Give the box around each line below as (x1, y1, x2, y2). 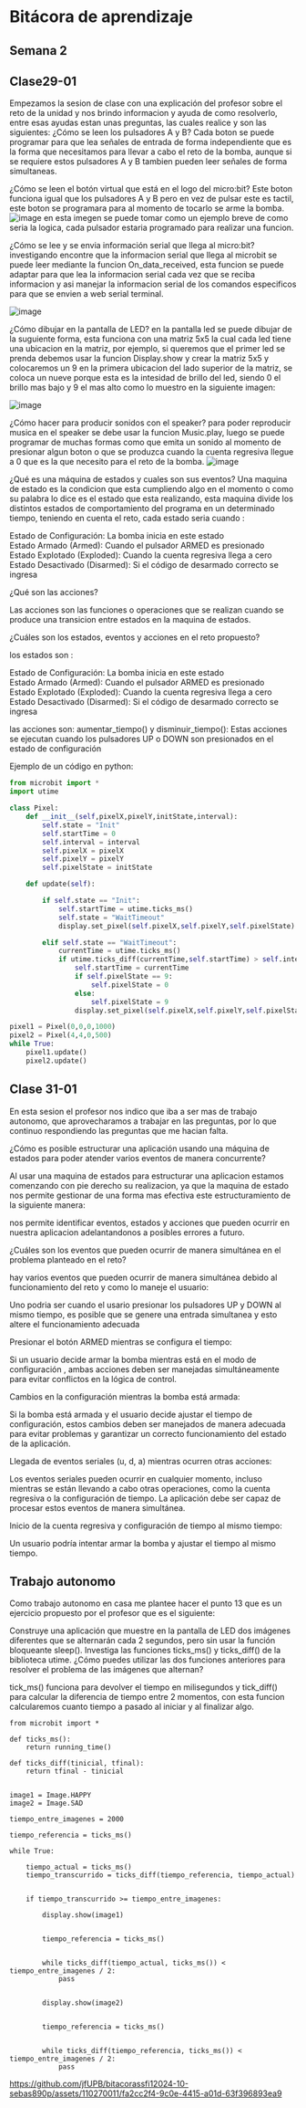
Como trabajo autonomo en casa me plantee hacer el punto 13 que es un (9, 1598, 282, 1609)
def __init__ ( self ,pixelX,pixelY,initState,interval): (25, 813, 239, 822)
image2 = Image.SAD (9, 1799, 84, 1809)
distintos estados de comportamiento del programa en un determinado (9, 503, 275, 514)
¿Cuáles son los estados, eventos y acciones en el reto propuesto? (9, 632, 260, 643)
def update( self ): (25, 879, 96, 889)
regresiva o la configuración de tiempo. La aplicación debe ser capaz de (9, 1493, 281, 1504)
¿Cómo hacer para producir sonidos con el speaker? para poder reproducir (9, 417, 291, 428)
